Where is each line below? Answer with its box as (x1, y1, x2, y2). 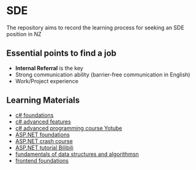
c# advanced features (15, 117, 72, 125)
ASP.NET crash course (15, 137, 73, 144)
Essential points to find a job (6, 48, 117, 59)
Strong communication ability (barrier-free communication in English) (15, 71, 190, 78)
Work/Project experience (15, 77, 78, 84)
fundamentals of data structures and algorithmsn (15, 150, 139, 158)
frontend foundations (15, 157, 69, 164)
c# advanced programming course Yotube (15, 124, 123, 131)
